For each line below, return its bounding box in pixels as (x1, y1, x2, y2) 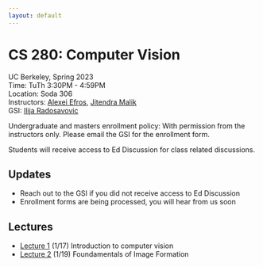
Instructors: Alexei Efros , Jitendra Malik (8, 97, 137, 107)
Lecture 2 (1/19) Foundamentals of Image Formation (19, 250, 189, 259)
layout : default (8, 11, 62, 20)
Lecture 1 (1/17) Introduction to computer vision (19, 241, 174, 250)
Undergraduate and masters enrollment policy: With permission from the (8, 120, 246, 131)
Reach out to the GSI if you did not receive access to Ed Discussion (19, 189, 241, 198)
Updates (8, 167, 52, 181)
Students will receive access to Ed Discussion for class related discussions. (8, 144, 256, 154)
